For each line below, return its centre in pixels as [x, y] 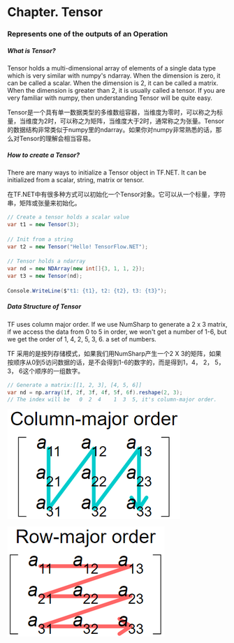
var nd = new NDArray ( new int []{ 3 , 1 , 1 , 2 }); [76, 269]
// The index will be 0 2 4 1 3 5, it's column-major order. [112, 400]
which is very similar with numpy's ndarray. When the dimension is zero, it [114, 76]
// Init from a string [40, 239]
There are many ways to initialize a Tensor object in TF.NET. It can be [107, 172]
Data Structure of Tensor [44, 306]
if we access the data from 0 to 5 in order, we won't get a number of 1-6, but [117, 332]
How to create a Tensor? [44, 155]
